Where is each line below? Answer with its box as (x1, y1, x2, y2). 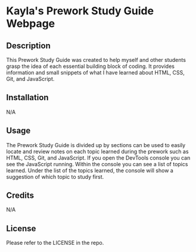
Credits (6, 191, 35, 201)
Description (6, 41, 51, 51)
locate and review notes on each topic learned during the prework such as (6, 148, 189, 155)
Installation (6, 92, 49, 102)
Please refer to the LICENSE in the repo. (6, 239, 104, 247)
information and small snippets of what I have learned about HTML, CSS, (6, 69, 185, 76)
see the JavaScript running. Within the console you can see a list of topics (6, 160, 188, 167)
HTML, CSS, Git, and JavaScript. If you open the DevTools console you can (6, 154, 191, 161)
